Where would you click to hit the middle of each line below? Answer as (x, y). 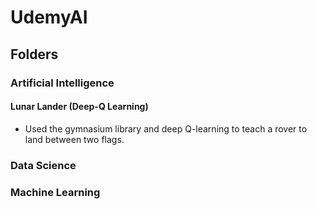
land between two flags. (74, 139)
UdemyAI (49, 17)
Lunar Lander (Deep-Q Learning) (79, 107)
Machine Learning (55, 192)
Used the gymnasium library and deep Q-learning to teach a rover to (166, 128)
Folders (34, 54)
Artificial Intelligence (62, 83)
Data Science (43, 165)
